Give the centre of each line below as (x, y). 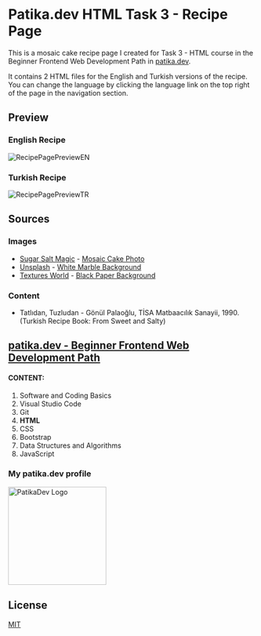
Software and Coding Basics (65, 395)
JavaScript (37, 453)
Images (23, 242)
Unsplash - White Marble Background (80, 267)
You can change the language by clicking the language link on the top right (129, 85)
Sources (29, 219)
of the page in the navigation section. (68, 93)
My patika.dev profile (50, 474)
